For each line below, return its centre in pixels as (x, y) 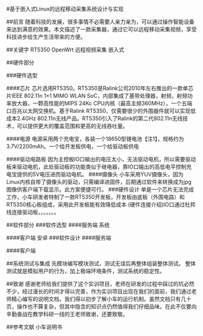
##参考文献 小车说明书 (34, 327)
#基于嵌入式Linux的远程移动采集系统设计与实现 (65, 9)
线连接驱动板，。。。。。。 (33, 212)
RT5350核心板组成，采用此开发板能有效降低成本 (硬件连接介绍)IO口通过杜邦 (101, 205)
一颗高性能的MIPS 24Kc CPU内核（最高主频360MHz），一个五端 (112, 103)
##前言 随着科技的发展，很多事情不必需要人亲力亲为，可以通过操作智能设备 (100, 22)
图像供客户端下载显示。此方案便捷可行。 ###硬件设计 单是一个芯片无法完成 (100, 189)
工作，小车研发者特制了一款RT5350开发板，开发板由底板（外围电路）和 (96, 197)
